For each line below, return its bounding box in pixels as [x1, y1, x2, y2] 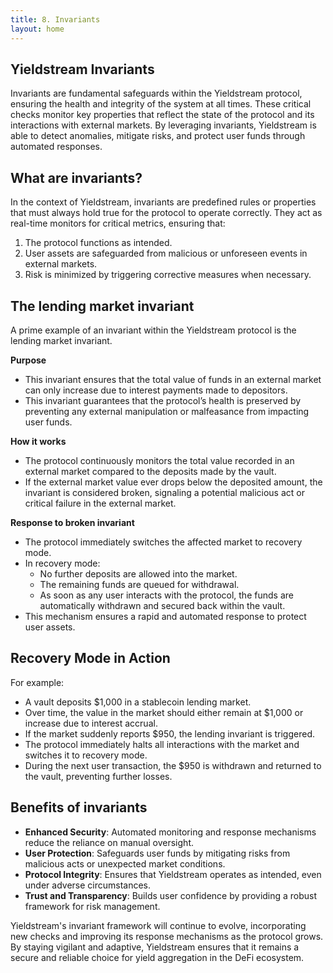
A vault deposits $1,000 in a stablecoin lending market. [24, 696, 252, 708]
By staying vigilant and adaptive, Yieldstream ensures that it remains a [10, 941, 300, 953]
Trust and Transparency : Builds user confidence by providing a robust [24, 889, 318, 901]
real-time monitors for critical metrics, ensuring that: [10, 217, 226, 230]
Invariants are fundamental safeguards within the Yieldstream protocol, [10, 87, 303, 100]
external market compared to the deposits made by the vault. [24, 465, 277, 477]
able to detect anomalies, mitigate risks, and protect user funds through [10, 130, 306, 142]
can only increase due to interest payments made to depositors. [24, 384, 288, 396]
